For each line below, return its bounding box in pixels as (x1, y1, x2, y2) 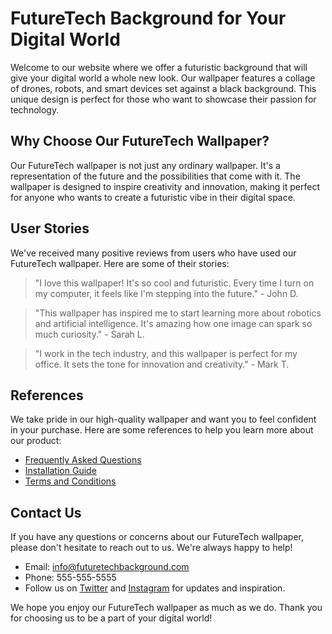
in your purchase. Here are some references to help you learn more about (10, 424, 314, 436)
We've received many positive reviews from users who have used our (10, 247, 297, 259)
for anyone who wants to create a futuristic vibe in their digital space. (10, 191, 296, 203)
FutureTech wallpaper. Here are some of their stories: (10, 257, 230, 269)
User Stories (10, 220, 90, 237)
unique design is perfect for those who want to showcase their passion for (10, 93, 317, 105)
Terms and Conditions (24, 475, 117, 487)
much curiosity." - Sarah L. (34, 328, 145, 340)
